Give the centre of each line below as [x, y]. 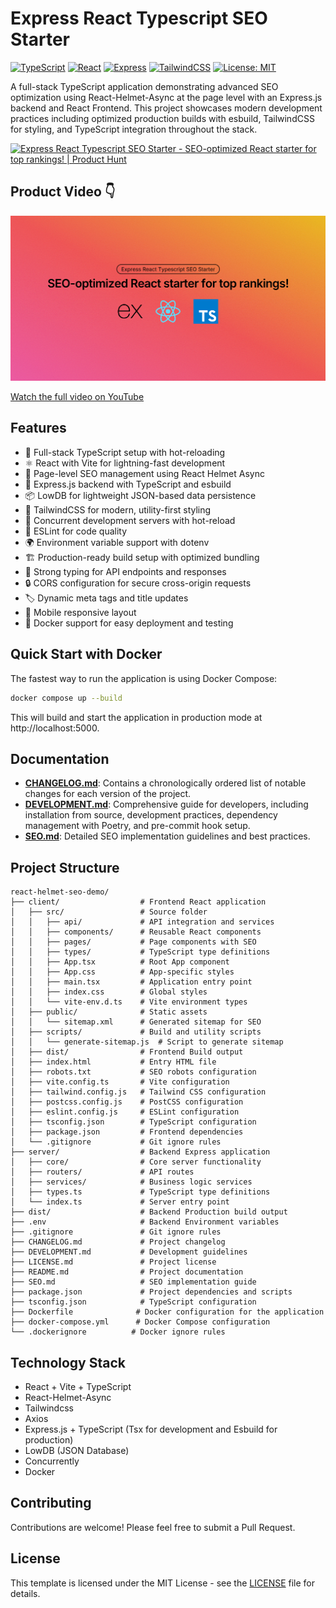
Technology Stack [68, 1362]
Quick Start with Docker [86, 654]
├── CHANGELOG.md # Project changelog [118, 1242]
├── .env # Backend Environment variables [145, 1222]
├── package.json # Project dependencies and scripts [151, 1292]
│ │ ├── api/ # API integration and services [142, 922]
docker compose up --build [66, 698]
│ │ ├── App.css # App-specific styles [122, 972]
